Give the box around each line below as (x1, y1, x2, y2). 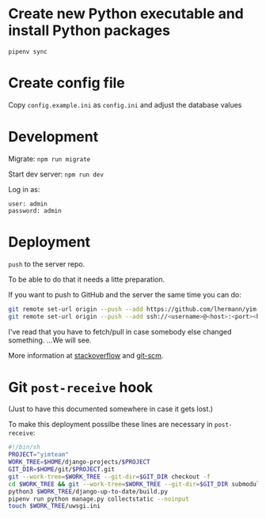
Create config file (8, 74, 125, 92)
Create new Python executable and (8, 5, 244, 23)
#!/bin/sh (8, 444, 41, 452)
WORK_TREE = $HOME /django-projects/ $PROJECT (8, 458, 150, 467)
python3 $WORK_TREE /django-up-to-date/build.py (8, 487, 169, 495)
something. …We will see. (8, 335, 92, 345)
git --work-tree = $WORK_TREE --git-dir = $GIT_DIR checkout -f (8, 472, 211, 481)
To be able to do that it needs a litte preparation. (8, 274, 165, 284)
